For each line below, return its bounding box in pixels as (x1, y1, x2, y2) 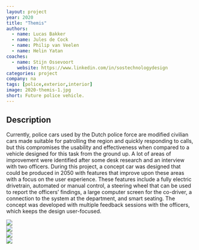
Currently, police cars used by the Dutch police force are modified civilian (6, 130, 189, 138)
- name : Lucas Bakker (11, 31, 66, 37)
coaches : (6, 53, 28, 59)
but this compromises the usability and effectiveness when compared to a (6, 144, 189, 151)
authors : (6, 25, 28, 32)
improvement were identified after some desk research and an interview (6, 156, 185, 163)
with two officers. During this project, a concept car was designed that (6, 163, 181, 170)
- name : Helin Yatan (11, 48, 63, 54)
